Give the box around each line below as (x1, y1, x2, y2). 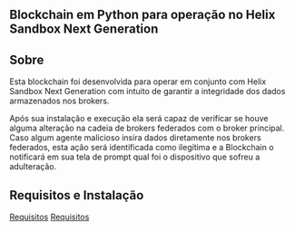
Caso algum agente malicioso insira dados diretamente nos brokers (9, 132, 261, 143)
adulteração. (9, 161, 57, 172)
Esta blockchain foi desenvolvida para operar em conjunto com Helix (9, 76, 267, 87)
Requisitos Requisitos (9, 212, 90, 223)
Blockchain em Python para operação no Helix (9, 7, 276, 23)
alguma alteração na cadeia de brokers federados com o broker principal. (9, 122, 285, 134)
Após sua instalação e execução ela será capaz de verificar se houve (9, 113, 270, 124)
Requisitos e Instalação (9, 188, 144, 203)
